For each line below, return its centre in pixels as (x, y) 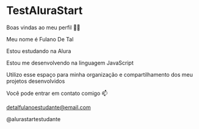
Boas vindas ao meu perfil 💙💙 (43, 27)
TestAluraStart (45, 11)
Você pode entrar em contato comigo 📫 (57, 93)
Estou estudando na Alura (39, 51)
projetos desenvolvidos (36, 81)
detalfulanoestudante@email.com (49, 107)
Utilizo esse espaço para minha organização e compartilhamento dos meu (100, 74)
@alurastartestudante (34, 119)
